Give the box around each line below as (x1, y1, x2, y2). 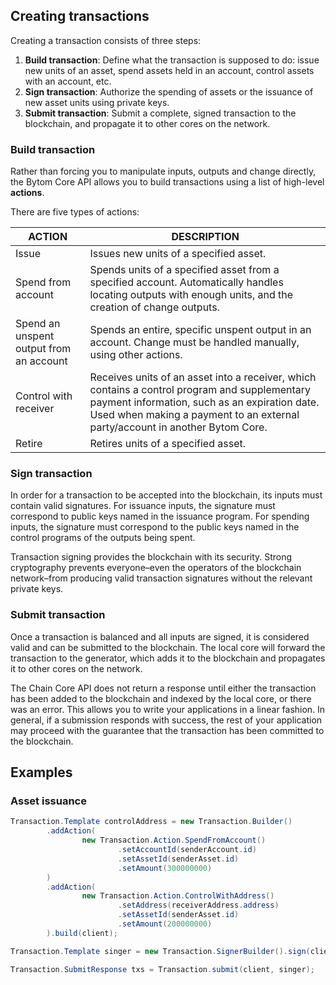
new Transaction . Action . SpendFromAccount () (81, 835, 267, 846)
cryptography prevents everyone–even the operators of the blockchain (10, 562, 302, 574)
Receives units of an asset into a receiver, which (89, 370, 317, 384)
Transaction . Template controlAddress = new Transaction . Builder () (10, 817, 293, 827)
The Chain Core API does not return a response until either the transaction (10, 682, 317, 694)
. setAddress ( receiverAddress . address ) (117, 900, 280, 911)
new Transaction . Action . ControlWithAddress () (81, 891, 275, 901)
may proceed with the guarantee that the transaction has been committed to (10, 724, 325, 736)
